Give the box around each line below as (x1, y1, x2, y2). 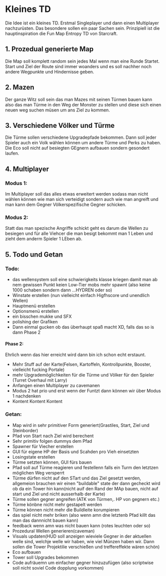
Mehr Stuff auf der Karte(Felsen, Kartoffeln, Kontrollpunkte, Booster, (12, 362, 152, 368)
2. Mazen (5, 83, 35, 92)
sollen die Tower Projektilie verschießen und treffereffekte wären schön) (12, 544, 160, 550)
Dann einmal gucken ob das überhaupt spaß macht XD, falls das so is (12, 324, 155, 330)
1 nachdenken (12, 393, 41, 399)
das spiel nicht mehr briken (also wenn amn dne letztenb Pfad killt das (12, 512, 156, 518)
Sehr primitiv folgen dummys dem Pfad (12, 438, 93, 444)
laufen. (5, 150, 19, 156)
